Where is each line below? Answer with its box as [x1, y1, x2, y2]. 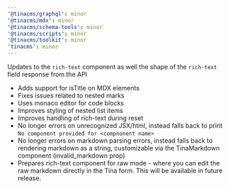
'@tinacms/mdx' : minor [7, 17, 74, 24]
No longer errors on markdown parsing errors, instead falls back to [17, 136, 213, 145]
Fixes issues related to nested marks [17, 91, 125, 100]
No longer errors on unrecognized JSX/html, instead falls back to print [17, 122, 223, 129]
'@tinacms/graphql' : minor [7, 10, 87, 18]
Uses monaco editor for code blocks [17, 99, 125, 107]
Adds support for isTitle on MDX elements [17, 84, 140, 92]
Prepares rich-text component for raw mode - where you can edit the [17, 159, 220, 167]
